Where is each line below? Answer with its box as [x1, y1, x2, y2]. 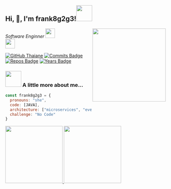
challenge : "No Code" [10, 112, 56, 117]
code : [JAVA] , [10, 102, 40, 107]
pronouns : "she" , [10, 98, 47, 103]
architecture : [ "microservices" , [10, 107, 81, 112]
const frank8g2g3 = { [5, 93, 51, 98]
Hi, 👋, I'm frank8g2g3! [5, 15, 77, 23]
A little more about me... [22, 81, 83, 88]
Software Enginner [5, 33, 45, 39]
